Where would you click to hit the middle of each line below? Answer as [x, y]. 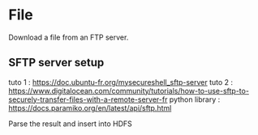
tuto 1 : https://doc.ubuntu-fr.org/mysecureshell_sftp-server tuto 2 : [121, 82]
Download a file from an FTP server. [69, 37]
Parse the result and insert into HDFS [70, 124]
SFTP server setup [56, 63]
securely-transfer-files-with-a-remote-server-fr [88, 99]
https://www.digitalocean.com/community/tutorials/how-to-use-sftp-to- [129, 91]
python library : [195, 99]
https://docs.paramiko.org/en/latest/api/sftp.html [90, 108]
